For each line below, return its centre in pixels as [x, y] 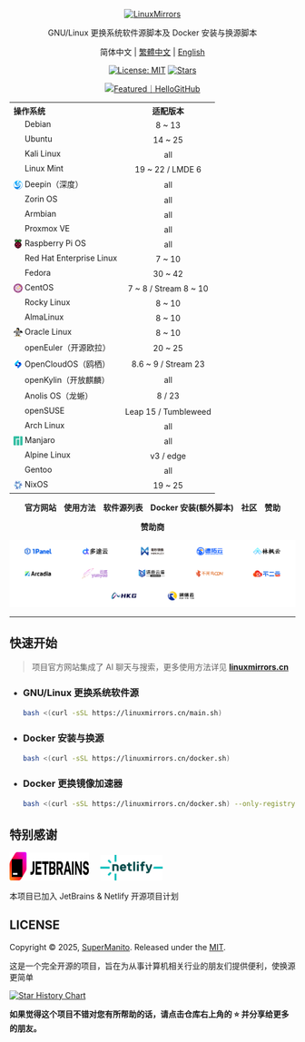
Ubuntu [38, 138]
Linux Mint [44, 168]
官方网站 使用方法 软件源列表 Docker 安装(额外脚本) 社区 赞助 [152, 507]
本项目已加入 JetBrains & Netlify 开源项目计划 [94, 896]
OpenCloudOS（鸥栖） [67, 364]
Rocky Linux [47, 302]
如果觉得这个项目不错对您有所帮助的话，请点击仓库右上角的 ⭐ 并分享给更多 [149, 1014]
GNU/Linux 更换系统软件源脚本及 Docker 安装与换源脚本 [152, 33]
